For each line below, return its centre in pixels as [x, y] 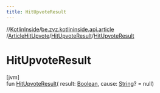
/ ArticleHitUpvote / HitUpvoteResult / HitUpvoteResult [71, 36]
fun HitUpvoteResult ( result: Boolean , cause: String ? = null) [80, 83]
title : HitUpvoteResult [37, 12]
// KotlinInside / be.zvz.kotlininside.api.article [60, 29]
